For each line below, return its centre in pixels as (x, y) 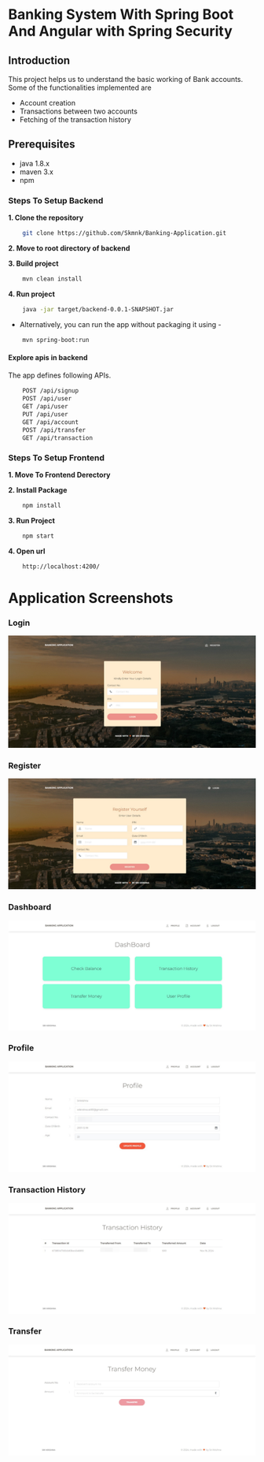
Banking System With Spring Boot (121, 15)
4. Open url (27, 551)
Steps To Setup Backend (56, 200)
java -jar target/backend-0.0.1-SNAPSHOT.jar (98, 309)
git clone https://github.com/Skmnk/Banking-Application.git (124, 233)
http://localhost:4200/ (61, 566)
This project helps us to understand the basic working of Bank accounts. (126, 79)
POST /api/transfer (54, 430)
